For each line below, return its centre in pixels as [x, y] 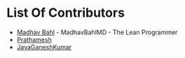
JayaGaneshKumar [44, 47]
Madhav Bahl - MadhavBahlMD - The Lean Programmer [97, 32]
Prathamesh [34, 39]
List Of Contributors [66, 13]
